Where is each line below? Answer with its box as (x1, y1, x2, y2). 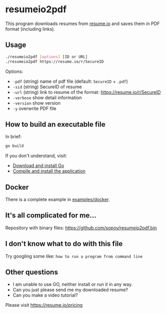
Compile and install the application (12, 168, 86, 174)
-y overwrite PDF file (12, 105, 57, 111)
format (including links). (5, 26, 55, 32)
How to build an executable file (5, 120, 106, 129)
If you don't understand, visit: (5, 153, 67, 159)
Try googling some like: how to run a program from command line (5, 253, 143, 259)
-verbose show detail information (12, 94, 82, 101)
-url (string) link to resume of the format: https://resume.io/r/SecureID (12, 89, 161, 95)
